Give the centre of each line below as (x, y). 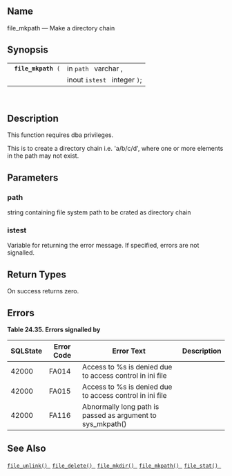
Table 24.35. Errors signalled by (54, 330)
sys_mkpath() (104, 424)
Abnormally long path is (120, 407)
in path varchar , (95, 68)
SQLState (27, 351)
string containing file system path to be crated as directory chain (99, 212)
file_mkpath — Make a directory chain (61, 28)
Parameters (33, 177)
